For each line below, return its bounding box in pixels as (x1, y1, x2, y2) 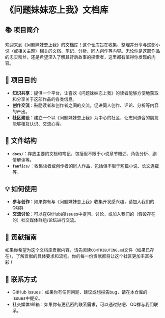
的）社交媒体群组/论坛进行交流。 (12, 217, 79, 223)
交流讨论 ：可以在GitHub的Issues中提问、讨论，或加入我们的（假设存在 (12, 211, 156, 217)
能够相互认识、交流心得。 (12, 121, 64, 127)
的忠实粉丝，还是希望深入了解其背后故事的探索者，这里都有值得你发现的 (5, 54, 151, 60)
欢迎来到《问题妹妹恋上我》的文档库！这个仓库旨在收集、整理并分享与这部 (5, 42, 156, 47)
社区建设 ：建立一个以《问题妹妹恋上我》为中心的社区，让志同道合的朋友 (12, 114, 159, 121)
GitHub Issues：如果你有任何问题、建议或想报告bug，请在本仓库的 (12, 289, 148, 295)
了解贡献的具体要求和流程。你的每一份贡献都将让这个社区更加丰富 (15, 253, 149, 259)
